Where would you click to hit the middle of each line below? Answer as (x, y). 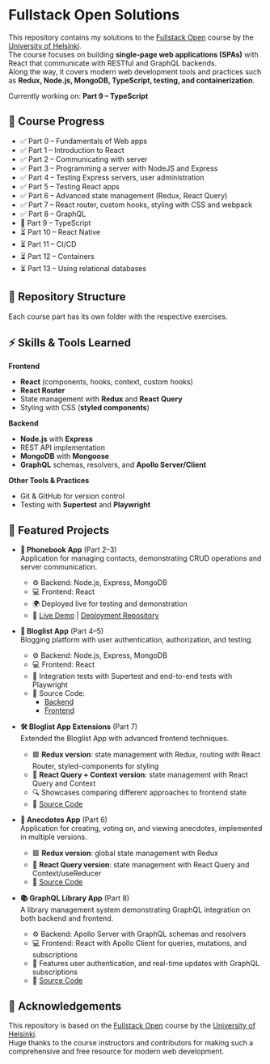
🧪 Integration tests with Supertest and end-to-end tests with (132, 676)
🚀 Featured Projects (59, 530)
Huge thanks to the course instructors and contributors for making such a (131, 1043)
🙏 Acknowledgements (65, 1006)
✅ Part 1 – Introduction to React (72, 150)
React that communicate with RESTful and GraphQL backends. (112, 63)
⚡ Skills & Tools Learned (70, 343)
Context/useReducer (67, 873)
